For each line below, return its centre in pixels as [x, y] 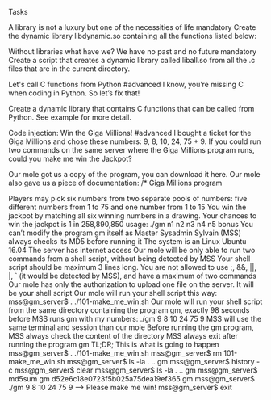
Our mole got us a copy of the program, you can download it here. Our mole [134, 174]
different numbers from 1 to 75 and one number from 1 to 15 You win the [127, 207]
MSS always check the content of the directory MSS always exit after [123, 336]
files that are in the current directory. [69, 69]
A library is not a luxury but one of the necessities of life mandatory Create [132, 27]
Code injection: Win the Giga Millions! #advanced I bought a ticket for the [130, 133]
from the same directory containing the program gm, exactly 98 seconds [129, 310]
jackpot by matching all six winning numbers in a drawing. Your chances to [133, 216]
